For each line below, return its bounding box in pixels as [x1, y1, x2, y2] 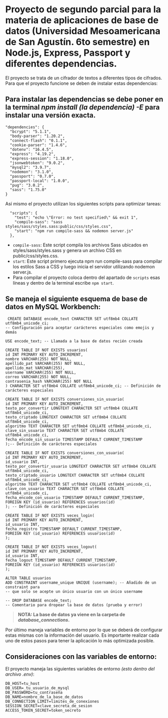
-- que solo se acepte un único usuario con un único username [5, 589, 143, 594]
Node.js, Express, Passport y [5, 47, 131, 59]
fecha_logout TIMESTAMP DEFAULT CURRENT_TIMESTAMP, [5, 558, 117, 563]
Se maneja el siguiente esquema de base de [5, 295, 148, 304]
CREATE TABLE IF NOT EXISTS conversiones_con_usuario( [5, 450, 125, 455]
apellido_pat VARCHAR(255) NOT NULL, [5, 361, 86, 366]
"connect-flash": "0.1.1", [10, 138, 67, 143]
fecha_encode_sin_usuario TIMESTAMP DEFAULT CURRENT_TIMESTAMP [5, 437, 143, 442]
